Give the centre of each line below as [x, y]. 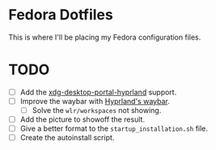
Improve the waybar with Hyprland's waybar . [95, 101]
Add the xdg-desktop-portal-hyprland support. [98, 92]
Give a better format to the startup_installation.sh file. [114, 129]
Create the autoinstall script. [67, 138]
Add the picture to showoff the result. [83, 119]
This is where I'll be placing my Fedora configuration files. [105, 37]
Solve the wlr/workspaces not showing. [97, 110]
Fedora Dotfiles [61, 15]
